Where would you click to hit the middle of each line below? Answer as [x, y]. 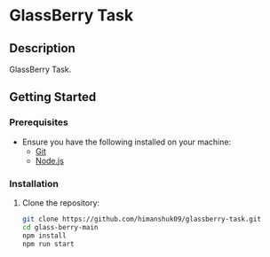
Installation [34, 183]
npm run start [48, 244]
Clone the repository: [61, 202]
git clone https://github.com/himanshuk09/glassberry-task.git [142, 219]
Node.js [50, 160]
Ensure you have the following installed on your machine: [127, 142]
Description [42, 48]
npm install [44, 236]
